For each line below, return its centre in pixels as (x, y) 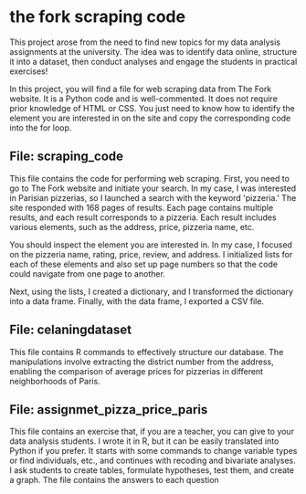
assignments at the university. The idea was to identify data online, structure (153, 51)
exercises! (29, 71)
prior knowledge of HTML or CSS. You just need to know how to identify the (152, 108)
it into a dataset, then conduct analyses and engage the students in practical (153, 61)
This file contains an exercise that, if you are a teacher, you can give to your (152, 432)
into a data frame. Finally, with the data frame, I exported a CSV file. (137, 301)
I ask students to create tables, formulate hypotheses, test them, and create (152, 470)
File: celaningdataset (71, 330)
